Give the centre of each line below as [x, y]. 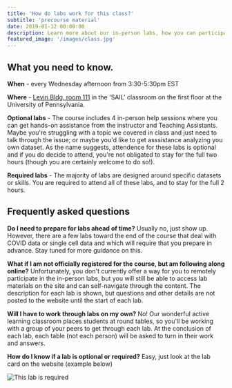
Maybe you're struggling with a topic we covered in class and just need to [112, 133]
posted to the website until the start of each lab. [75, 300]
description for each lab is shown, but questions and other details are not [111, 293]
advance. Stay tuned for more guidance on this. [75, 250]
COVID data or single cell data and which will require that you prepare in [110, 243]
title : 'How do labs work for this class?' [71, 13]
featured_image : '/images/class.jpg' [61, 39]
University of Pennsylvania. [46, 104]
